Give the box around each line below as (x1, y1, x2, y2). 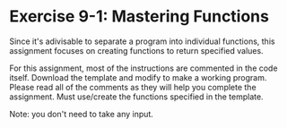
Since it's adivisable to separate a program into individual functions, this (9, 36, 275, 47)
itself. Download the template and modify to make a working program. (9, 72, 267, 82)
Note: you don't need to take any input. (9, 108, 154, 119)
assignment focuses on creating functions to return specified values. (9, 45, 264, 55)
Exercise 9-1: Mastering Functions (9, 6, 269, 27)
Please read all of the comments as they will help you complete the (9, 81, 257, 92)
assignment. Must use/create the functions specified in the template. (9, 91, 264, 102)
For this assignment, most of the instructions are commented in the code (9, 63, 278, 73)
